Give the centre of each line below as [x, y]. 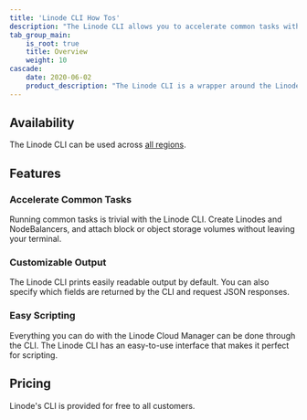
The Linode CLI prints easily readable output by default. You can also [139, 282]
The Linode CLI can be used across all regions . [98, 145]
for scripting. [33, 355]
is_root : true [53, 43]
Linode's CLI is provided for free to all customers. [102, 405]
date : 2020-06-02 [59, 78]
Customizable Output [58, 263]
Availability [42, 123]
